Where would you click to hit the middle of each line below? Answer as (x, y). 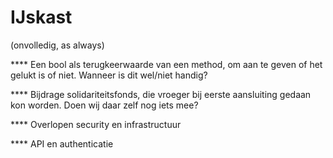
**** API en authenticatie (62, 143)
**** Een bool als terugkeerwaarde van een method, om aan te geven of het (166, 64)
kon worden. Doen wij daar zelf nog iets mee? (104, 105)
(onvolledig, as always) (57, 45)
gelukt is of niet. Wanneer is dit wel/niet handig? (109, 75)
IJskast (41, 17)
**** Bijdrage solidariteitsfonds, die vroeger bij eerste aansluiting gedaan (161, 94)
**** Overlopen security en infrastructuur (96, 124)
